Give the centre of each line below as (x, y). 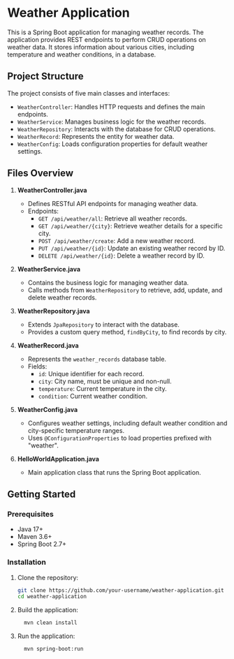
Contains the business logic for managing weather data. (108, 282)
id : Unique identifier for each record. (91, 373)
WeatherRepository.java (53, 311)
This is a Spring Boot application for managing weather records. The (105, 32)
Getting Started (42, 494)
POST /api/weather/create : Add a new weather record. (117, 240)
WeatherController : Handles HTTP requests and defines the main (111, 107)
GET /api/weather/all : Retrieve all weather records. (112, 219)
